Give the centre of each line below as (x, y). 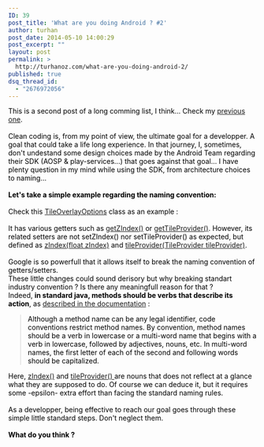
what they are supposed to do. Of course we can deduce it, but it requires (128, 385)
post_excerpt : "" (37, 45)
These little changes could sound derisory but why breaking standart (120, 279)
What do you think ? (41, 435)
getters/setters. (33, 270)
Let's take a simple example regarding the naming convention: (112, 195)
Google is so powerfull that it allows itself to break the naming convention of (132, 262)
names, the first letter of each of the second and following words (133, 352)
